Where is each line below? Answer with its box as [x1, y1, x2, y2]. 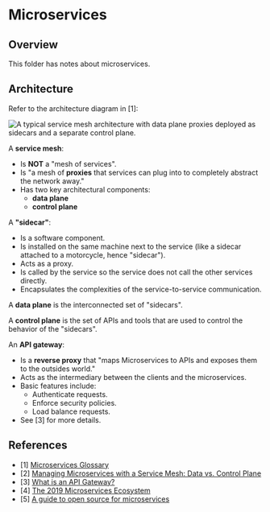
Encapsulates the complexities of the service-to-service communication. [19, 284, 262, 294]
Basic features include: [19, 381, 97, 390]
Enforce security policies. [31, 398, 117, 407]
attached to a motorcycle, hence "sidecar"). [19, 250, 166, 259]
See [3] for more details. [19, 415, 102, 424]
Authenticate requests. [31, 389, 108, 399]
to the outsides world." [19, 364, 95, 374]
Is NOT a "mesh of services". [19, 159, 117, 168]
